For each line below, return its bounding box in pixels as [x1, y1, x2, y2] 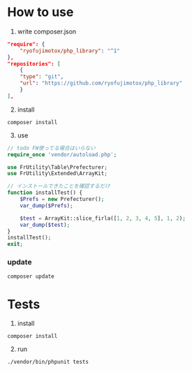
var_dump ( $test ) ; [20, 221, 71, 228]
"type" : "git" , [20, 73, 64, 80]
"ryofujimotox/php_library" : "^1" [20, 47, 120, 54]
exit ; [7, 241, 23, 248]
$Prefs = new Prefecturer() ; [20, 196, 105, 203]
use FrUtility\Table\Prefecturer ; [7, 163, 108, 171]
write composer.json [17, 27, 77, 36]
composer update [7, 273, 54, 280]
